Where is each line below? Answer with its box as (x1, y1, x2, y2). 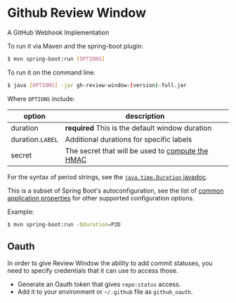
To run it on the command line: (7, 68, 96, 77)
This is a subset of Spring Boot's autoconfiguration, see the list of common (7, 186, 224, 195)
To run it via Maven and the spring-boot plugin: (7, 41, 144, 50)
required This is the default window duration (65, 123, 212, 133)
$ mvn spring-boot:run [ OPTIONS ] (7, 55, 105, 63)
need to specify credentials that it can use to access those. (7, 266, 178, 275)
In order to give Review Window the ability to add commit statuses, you (7, 259, 213, 268)
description (125, 111, 165, 121)
